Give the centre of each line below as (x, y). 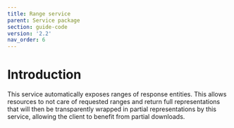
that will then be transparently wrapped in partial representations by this (112, 109)
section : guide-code (38, 27)
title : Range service (39, 14)
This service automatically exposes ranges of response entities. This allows (117, 94)
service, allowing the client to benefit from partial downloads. (96, 117)
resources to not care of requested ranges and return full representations (114, 102)
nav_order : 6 (26, 40)
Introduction (44, 75)
